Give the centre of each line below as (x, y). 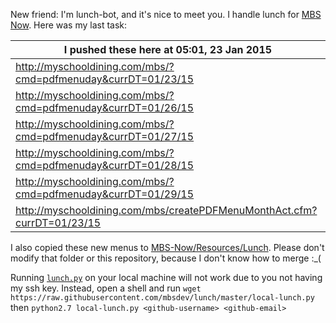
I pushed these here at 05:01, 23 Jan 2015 (168, 49)
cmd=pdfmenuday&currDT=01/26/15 (105, 107)
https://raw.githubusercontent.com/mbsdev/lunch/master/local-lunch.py (162, 298)
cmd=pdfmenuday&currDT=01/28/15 (105, 165)
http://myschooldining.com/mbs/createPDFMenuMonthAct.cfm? (166, 210)
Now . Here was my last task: (69, 25)
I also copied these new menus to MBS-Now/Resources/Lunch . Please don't (167, 247)
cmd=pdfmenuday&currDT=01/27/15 (105, 136)
